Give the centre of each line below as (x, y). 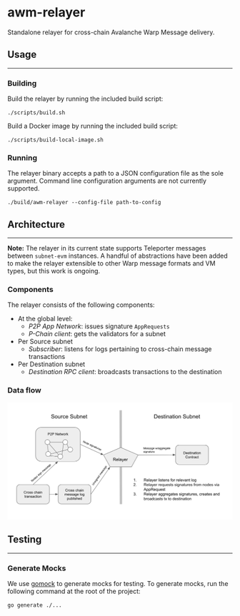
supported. (24, 188)
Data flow (24, 390)
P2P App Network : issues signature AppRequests (99, 326)
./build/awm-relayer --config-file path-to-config (84, 203)
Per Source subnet (45, 342)
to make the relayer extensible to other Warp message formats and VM (111, 263)
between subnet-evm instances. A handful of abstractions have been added (118, 256)
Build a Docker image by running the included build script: (93, 126)
